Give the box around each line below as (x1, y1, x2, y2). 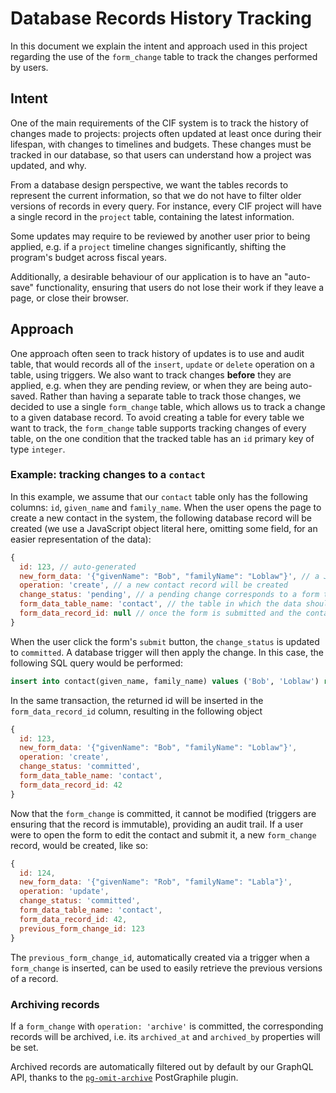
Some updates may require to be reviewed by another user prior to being (10, 230, 311, 242)
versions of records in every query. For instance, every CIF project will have (10, 200, 322, 212)
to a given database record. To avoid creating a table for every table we (10, 411, 305, 423)
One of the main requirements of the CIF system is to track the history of (10, 117, 310, 129)
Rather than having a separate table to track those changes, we (39, 390, 302, 402)
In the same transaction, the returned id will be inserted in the (10, 694, 264, 706)
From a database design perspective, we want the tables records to (10, 178, 289, 191)
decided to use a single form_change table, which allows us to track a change (10, 400, 326, 412)
